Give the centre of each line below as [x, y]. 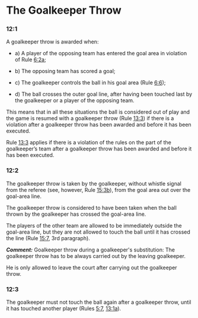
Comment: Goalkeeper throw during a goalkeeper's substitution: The [90, 250]
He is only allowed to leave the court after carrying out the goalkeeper [92, 267]
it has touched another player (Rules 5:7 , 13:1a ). [64, 308]
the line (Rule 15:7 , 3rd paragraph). [48, 238]
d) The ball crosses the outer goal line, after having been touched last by [103, 94]
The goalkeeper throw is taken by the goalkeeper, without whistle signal [94, 183]
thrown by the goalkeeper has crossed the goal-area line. [76, 214]
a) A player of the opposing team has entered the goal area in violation [101, 53]
